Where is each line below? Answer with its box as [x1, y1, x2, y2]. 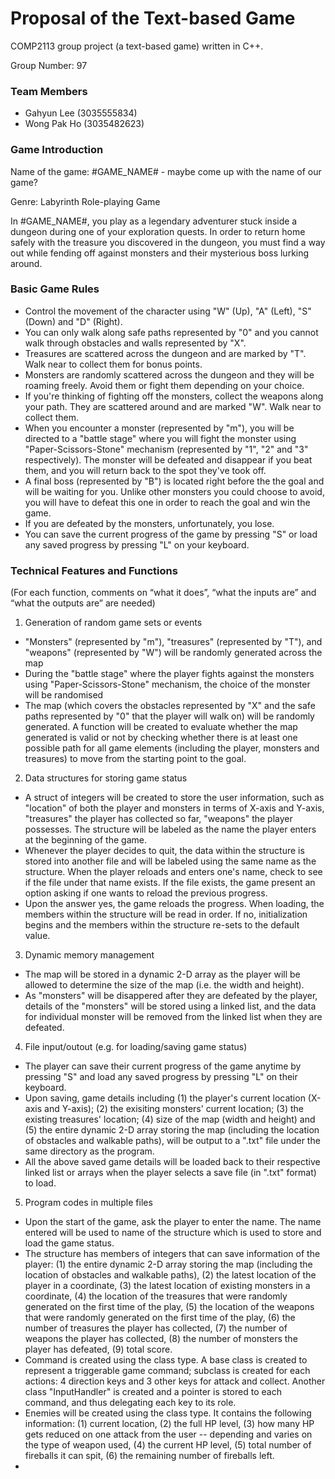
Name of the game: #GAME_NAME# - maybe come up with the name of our [10, 165, 322, 177]
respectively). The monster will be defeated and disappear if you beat [24, 453, 313, 466]
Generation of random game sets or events [24, 617, 203, 629]
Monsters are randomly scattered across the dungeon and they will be [24, 368, 315, 381]
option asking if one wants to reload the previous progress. [24, 887, 268, 899]
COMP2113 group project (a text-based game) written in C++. [10, 40, 264, 52]
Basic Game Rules [10, 282, 100, 296]
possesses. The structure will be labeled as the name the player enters [24, 823, 317, 836]
